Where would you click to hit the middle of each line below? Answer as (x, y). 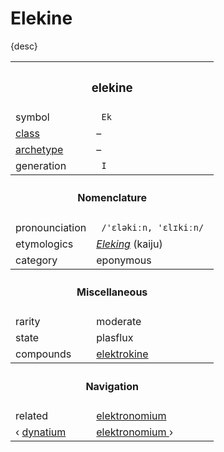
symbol (32, 117)
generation (41, 165)
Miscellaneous (112, 292)
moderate (119, 322)
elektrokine (122, 354)
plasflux (115, 338)
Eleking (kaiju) (129, 244)
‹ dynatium (41, 432)
